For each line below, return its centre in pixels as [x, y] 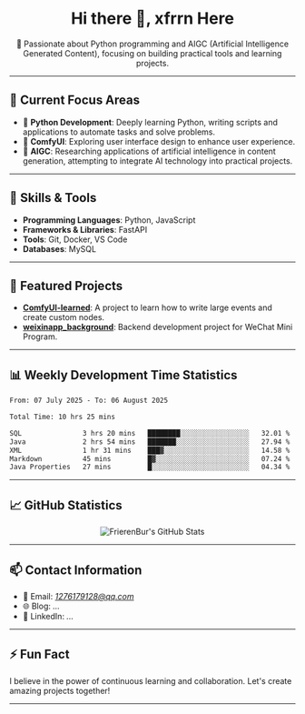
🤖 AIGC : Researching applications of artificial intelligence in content [149, 151]
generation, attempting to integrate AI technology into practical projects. [157, 161]
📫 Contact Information [76, 570]
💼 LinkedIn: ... [48, 616]
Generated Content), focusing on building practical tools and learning [152, 53]
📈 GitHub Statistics [66, 505]
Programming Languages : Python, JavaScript [109, 220]
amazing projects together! [60, 690]
